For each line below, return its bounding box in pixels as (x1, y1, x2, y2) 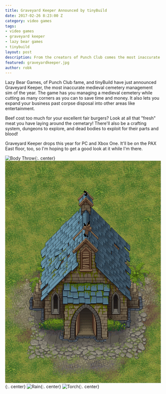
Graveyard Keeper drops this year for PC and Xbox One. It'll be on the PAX (5, 141, 157, 147)
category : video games (5, 18, 52, 23)
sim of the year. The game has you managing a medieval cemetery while (5, 90, 153, 96)
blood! (5, 131, 18, 137)
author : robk (5, 65, 32, 70)
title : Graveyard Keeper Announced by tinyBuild (5, 8, 107, 13)
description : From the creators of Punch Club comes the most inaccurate (5, 55, 161, 60)
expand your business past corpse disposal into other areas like (5, 100, 135, 106)
